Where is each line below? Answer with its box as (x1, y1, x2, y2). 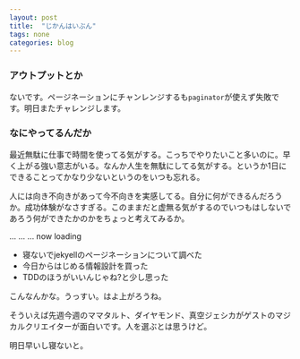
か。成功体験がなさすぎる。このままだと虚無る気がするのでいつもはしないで (9, 201, 292, 212)
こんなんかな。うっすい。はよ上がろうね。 (9, 290, 167, 301)
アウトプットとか (9, 69, 83, 81)
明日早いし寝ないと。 (9, 339, 88, 350)
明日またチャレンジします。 (23, 102, 126, 113)
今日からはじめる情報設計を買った (21, 261, 149, 271)
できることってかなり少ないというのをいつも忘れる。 (9, 171, 205, 182)
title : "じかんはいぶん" (9, 21, 97, 30)
